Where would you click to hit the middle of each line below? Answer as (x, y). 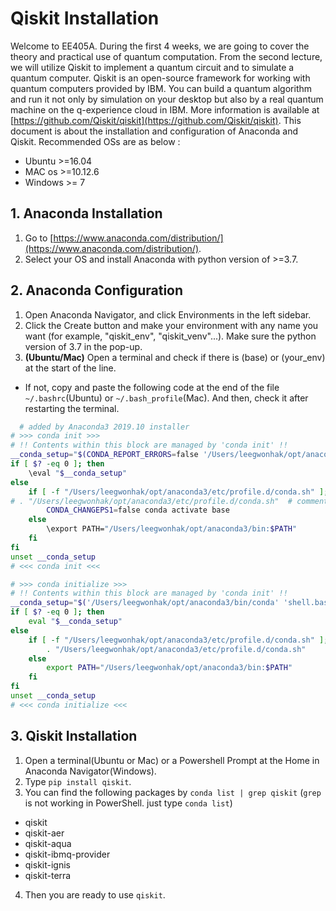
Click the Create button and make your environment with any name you (171, 325)
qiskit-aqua (48, 843)
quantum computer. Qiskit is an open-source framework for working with (160, 78)
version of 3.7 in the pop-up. (83, 346)
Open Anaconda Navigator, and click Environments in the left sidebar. (168, 314)
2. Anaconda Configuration (97, 290)
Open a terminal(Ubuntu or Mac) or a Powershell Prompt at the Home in (172, 760)
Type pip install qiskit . (78, 781)
